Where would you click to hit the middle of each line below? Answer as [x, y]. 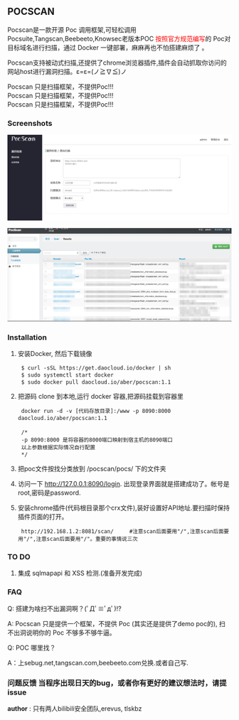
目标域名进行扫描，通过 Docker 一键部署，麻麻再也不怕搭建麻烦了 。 [108, 47]
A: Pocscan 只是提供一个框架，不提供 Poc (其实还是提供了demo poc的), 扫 [117, 623]
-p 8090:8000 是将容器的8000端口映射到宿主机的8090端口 [97, 440]
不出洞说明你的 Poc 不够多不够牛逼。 [62, 633]
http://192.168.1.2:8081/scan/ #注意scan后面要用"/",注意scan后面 [122, 532]
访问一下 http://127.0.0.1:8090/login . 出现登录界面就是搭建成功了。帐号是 [123, 484]
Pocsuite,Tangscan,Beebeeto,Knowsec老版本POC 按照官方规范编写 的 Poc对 [119, 38]
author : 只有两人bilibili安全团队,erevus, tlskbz [75, 708]
